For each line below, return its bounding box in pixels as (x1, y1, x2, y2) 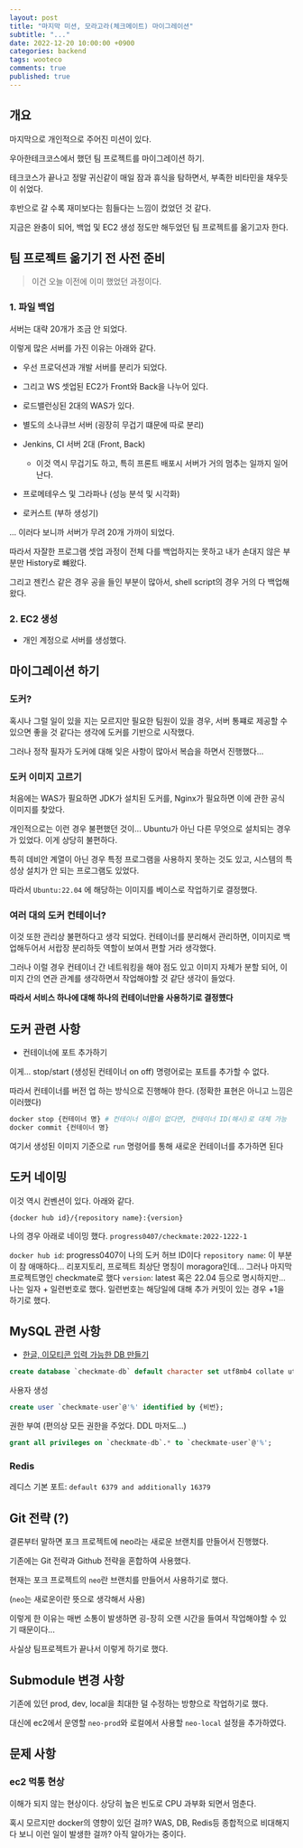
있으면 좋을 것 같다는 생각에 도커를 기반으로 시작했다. (9, 727, 195, 737)
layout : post (9, 13, 59, 23)
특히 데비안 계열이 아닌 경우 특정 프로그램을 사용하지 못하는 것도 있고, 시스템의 (9, 853, 284, 864)
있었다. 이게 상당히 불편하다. (18, 834, 118, 845)
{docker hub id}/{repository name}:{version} (9, 1213, 183, 1223)
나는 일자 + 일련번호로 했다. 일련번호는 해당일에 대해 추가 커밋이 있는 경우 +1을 (9, 1283, 285, 1294)
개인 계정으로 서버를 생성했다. (22, 634, 127, 645)
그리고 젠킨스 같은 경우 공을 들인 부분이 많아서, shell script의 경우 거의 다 (9, 576, 266, 587)
